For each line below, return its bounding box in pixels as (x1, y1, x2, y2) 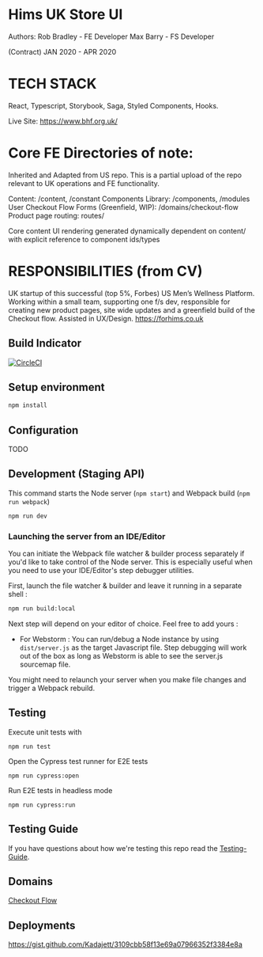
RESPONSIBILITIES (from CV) (8, 263, 203, 280)
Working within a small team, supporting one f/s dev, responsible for (8, 297, 231, 306)
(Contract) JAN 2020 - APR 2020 (8, 47, 117, 56)
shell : (8, 590, 28, 599)
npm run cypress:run (8, 801, 77, 809)
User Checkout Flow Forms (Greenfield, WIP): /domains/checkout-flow (8, 202, 239, 211)
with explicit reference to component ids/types (8, 234, 160, 244)
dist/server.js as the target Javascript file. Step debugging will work (19, 643, 247, 652)
